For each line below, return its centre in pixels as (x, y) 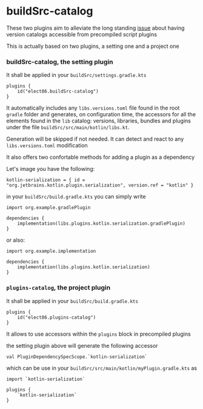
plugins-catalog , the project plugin (58, 288)
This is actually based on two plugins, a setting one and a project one (93, 46)
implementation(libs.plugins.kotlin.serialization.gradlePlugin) (101, 224)
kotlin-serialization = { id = (46, 180)
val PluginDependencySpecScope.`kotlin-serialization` (77, 357)
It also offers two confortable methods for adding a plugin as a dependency (101, 157)
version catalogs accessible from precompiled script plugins (82, 34)
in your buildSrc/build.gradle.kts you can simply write (76, 197)
